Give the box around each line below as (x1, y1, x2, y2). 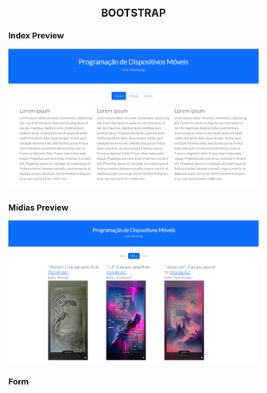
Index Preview (8, 30, 64, 41)
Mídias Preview (8, 202, 69, 213)
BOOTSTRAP (100, 6, 167, 20)
